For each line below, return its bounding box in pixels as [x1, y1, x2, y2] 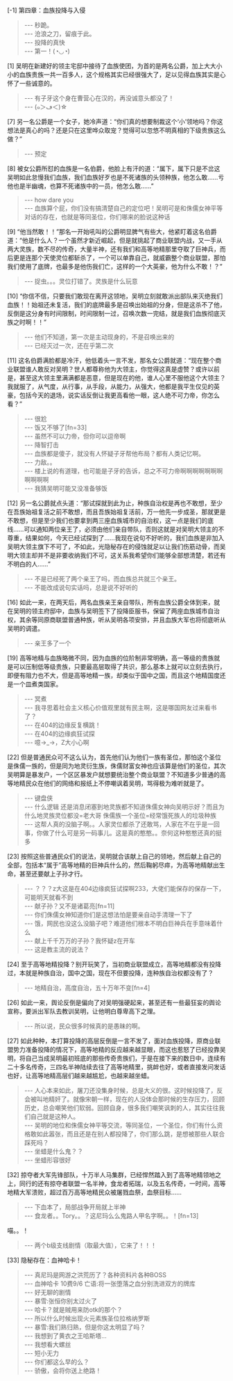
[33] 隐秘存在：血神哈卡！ [7, 1256, 82, 1264]
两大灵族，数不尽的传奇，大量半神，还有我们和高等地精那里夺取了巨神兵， [7, 245, 220, 253]
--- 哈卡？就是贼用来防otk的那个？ [24, 1306, 123, 1313]
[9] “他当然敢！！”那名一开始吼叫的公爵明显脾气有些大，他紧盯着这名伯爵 [7, 228, 217, 235]
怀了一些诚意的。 [7, 79, 56, 87]
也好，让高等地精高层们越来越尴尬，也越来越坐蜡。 [7, 1071, 153, 1080]
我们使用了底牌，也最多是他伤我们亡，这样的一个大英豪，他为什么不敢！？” [7, 262, 223, 270]
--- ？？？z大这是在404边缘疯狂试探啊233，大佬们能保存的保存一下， [24, 885, 225, 892]
